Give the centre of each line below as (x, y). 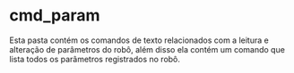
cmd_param (55, 16)
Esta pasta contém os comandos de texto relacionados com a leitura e (139, 40)
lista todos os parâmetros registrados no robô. (95, 59)
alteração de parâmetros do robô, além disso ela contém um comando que (147, 49)
